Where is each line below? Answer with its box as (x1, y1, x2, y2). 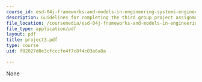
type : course (6, 43, 39, 49)
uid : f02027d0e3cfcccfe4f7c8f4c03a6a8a (6, 48, 106, 54)
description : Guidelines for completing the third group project (6, 14, 173, 20)
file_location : (6, 20, 44, 26)
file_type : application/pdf (6, 25, 77, 32)
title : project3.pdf (6, 37, 58, 43)
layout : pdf (6, 31, 36, 37)
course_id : (6, 8, 34, 15)
